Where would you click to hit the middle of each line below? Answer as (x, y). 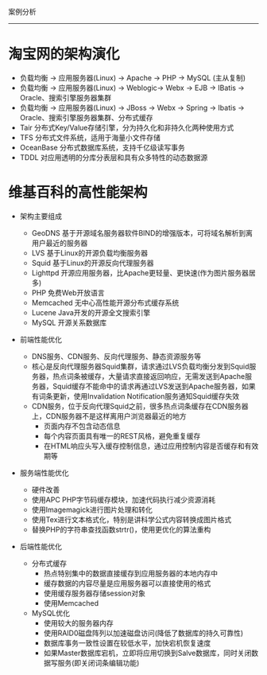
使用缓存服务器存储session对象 (94, 593)
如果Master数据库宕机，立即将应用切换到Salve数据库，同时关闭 (147, 653)
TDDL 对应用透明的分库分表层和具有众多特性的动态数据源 (114, 157)
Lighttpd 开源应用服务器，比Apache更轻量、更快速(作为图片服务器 (140, 272)
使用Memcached (71, 603)
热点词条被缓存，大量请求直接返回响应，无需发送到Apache (149, 376)
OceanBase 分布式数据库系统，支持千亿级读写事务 (102, 147)
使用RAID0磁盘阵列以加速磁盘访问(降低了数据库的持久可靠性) (143, 633)
